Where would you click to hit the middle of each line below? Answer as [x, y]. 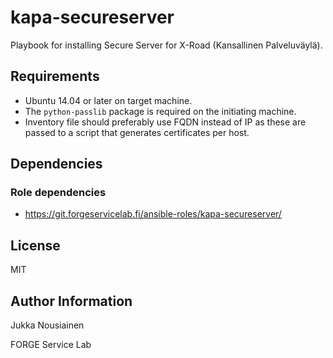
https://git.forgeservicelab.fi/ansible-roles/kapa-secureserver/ [153, 214]
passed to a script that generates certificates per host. [137, 132]
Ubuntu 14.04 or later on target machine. [108, 100]
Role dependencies [58, 193]
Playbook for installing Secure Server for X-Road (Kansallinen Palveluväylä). [166, 45]
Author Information [71, 301]
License [35, 245]
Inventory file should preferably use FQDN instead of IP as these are [165, 122]
